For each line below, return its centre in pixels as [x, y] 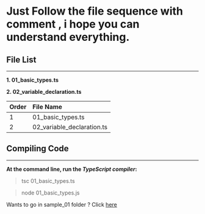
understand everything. [68, 37]
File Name [48, 107]
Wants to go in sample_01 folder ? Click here [62, 204]
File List [21, 59]
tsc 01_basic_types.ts [48, 180]
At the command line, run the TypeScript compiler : [72, 169]
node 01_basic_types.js [50, 193]
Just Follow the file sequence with [95, 11]
